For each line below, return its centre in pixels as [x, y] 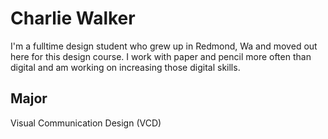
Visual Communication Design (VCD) [86, 123]
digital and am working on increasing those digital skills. [125, 67]
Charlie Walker [73, 18]
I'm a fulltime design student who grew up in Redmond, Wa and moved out [164, 46]
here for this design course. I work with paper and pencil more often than [161, 56]
